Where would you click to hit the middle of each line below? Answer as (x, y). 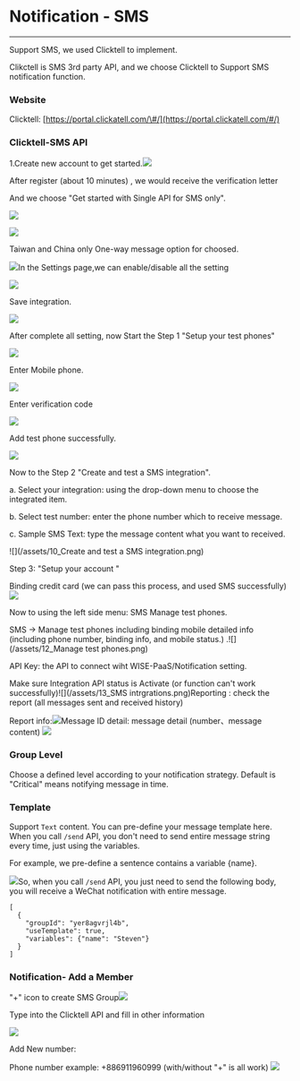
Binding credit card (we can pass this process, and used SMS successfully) (148, 586)
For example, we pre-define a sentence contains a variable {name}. (133, 863)
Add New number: (43, 1049)
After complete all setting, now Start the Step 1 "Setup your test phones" (142, 335)
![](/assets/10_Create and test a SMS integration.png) (107, 551)
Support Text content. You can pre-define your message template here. (141, 827)
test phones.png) (117, 648)
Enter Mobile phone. (46, 370)
